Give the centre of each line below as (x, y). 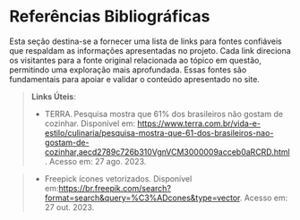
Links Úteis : (53, 97)
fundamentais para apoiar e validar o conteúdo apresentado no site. (134, 79)
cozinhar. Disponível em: (90, 123)
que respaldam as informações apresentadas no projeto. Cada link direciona (150, 50)
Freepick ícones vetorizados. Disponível (118, 178)
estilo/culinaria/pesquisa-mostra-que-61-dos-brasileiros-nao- (159, 132)
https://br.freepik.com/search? (115, 188)
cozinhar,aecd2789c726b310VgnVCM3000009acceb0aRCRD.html (167, 152)
